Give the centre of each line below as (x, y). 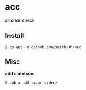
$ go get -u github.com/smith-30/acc (43, 47)
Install (15, 36)
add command (20, 73)
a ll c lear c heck (20, 20)
